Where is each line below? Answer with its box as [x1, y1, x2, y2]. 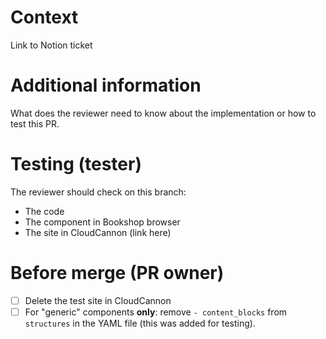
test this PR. [10, 117, 60, 130]
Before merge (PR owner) [10, 262, 225, 284]
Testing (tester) [10, 153, 142, 176]
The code [24, 205, 65, 217]
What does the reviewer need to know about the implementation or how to [10, 107, 317, 119]
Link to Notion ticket [10, 39, 93, 51]
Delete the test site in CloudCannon [24, 294, 172, 306]
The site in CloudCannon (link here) [24, 226, 172, 238]
